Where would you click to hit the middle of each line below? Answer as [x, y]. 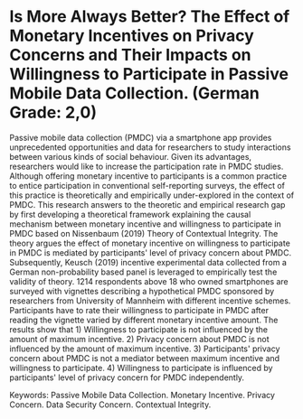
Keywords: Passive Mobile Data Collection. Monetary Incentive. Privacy [142, 395]
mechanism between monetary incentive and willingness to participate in [146, 224]
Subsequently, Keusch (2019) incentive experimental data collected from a [148, 262]
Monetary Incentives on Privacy [132, 36]
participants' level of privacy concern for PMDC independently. [127, 377]
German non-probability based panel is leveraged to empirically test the [143, 272]
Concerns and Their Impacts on [130, 55]
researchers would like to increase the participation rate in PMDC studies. [147, 166]
